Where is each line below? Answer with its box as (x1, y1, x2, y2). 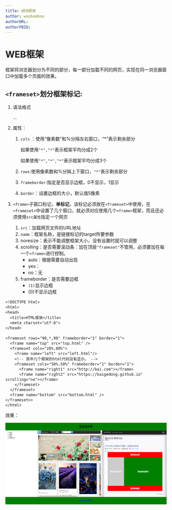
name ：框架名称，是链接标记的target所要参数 (20, 231, 114, 237)
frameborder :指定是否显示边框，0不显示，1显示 (20, 179, 119, 185)
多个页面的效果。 (23, 73, 59, 79)
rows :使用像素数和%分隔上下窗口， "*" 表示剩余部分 (20, 168, 128, 174)
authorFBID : (5, 25, 31, 30)
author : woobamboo (5, 13, 45, 19)
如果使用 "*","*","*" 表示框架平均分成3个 (20, 158, 107, 163)
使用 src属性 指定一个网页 (17, 214, 68, 220)
